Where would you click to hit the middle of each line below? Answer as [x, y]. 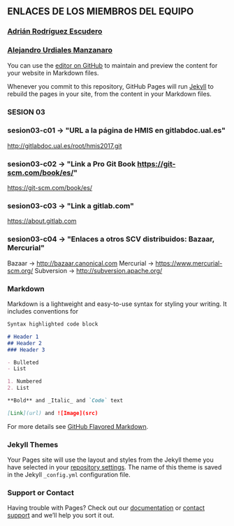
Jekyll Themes [33, 444]
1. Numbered [24, 381]
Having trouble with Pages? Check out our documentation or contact [106, 508]
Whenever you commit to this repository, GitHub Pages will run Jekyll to [111, 86]
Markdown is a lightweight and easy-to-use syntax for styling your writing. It [117, 304]
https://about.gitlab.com [42, 221]
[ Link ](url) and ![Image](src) [53, 413]
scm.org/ [20, 270]
